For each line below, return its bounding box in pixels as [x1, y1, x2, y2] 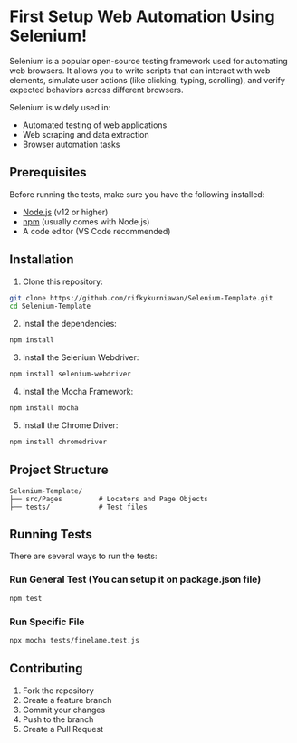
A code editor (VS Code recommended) [22, 225, 171, 236]
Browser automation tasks [22, 138, 120, 149]
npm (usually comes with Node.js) [22, 215, 150, 227]
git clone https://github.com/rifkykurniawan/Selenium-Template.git [9, 293, 273, 302]
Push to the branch [22, 713, 94, 725]
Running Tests [9, 527, 92, 542]
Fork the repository [22, 685, 95, 696]
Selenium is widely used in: [9, 101, 111, 112]
